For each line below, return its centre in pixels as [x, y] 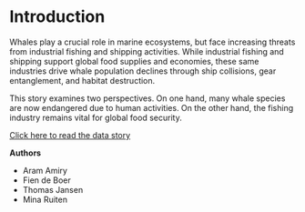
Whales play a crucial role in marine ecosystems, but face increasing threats [152, 42]
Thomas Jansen [53, 189]
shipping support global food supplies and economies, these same [134, 61]
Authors [25, 153]
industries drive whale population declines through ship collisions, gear [143, 71]
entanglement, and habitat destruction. [82, 80]
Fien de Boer [46, 180]
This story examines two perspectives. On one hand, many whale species [147, 98]
